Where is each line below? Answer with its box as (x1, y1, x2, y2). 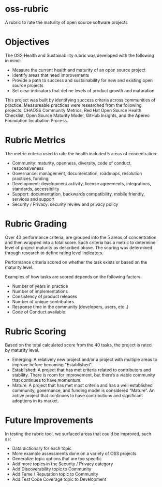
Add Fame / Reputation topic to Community (12, 471, 98, 477)
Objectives (5, 36, 50, 48)
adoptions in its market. (12, 398, 59, 404)
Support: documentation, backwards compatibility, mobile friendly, (12, 191, 145, 197)
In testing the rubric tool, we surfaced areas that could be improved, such (5, 431, 151, 437)
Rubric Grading (5, 218, 67, 229)
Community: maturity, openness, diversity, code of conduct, (12, 160, 132, 166)
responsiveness (12, 165, 44, 171)
